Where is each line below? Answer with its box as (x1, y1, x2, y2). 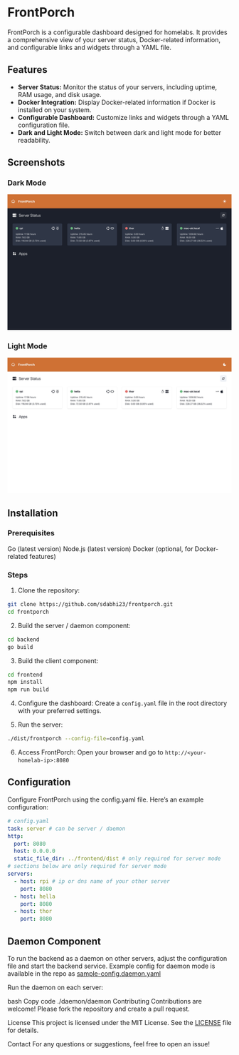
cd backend (7, 636, 40, 643)
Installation (7, 507, 58, 519)
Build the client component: (17, 656, 99, 665)
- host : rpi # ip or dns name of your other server (14, 877, 171, 885)
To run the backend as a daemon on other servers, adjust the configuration (7, 954, 228, 962)
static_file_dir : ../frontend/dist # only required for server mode (14, 855, 221, 862)
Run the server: (17, 720, 63, 729)
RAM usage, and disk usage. (17, 90, 102, 99)
